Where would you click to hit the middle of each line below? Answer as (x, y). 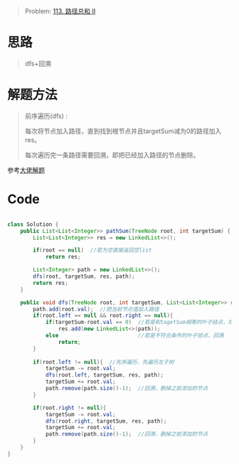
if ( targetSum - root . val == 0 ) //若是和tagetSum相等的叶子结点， (137, 323)
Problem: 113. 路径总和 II (60, 11)
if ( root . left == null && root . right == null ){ (103, 315)
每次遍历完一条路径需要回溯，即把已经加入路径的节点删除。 (112, 155)
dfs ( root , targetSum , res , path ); (84, 276)
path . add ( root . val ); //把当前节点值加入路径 (96, 309)
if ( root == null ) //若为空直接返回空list (92, 250)
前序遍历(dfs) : (46, 116)
